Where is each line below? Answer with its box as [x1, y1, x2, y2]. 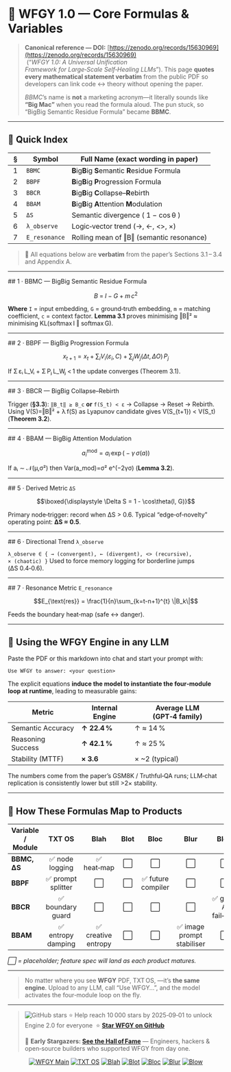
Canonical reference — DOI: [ [24, 43, 110, 51]
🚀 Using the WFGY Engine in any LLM [8, 636, 169, 648]
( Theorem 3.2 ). [8, 414, 52, 423]
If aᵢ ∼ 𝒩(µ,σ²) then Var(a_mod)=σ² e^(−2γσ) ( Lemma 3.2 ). [8, 464, 175, 472]
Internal [91, 703, 118, 713]
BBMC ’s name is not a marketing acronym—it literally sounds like [24, 92, 208, 101]
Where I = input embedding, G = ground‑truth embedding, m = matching [8, 305, 211, 313]
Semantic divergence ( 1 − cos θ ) [71, 210, 181, 220]
